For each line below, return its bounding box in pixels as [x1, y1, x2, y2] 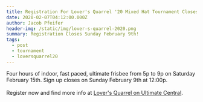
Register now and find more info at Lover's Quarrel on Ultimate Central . [6, 89, 183, 96]
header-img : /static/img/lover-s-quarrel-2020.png [6, 25, 137, 32]
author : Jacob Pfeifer [6, 20, 63, 26]
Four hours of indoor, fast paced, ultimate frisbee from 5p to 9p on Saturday [6, 70, 195, 77]
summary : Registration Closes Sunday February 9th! [6, 31, 139, 37]
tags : [6, 37, 20, 43]
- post [11, 43, 28, 49]
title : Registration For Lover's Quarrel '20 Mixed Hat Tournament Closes [6, 8, 199, 15]
